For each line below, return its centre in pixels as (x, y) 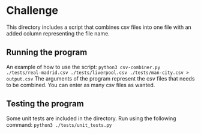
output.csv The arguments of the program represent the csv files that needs (100, 78)
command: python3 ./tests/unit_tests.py (59, 124)
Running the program (47, 53)
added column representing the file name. (58, 33)
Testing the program (45, 104)
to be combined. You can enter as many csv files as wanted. (81, 85)
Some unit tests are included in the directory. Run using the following (91, 118)
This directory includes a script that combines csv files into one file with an (99, 27)
